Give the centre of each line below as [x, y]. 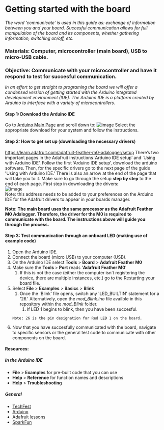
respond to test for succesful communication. [61, 76]
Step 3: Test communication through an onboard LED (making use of [76, 236]
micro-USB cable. [27, 57]
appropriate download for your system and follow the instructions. [72, 130]
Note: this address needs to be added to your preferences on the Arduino [79, 194]
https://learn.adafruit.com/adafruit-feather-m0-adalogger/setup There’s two [82, 152]
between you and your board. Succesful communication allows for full [76, 27]
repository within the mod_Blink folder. [58, 304]
